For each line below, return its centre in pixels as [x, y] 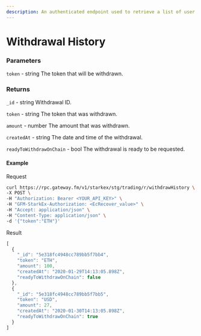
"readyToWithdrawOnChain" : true [57, 317]
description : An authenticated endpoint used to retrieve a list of [94, 12]
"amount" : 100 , [36, 266]
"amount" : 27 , [35, 305]
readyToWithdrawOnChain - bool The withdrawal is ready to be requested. [96, 149]
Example [17, 163]
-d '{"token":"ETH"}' [33, 221]
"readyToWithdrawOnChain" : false [59, 277]
